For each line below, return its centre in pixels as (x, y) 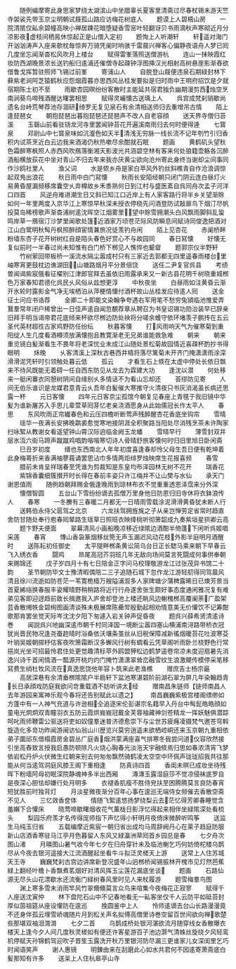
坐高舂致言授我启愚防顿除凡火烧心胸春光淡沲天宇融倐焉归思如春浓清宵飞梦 (121, 747)
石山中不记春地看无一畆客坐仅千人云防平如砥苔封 (153, 897)
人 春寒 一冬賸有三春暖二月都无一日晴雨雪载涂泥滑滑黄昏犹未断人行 (117, 502)
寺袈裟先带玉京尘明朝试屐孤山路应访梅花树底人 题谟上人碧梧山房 (106, 19)
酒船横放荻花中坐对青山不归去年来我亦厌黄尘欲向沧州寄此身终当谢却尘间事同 (118, 159)
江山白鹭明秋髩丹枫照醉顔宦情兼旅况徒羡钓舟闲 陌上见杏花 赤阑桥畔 (117, 230)
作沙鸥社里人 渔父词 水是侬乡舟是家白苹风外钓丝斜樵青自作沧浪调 (113, 168)
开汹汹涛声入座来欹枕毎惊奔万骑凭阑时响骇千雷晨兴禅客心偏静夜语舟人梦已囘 (118, 45)
